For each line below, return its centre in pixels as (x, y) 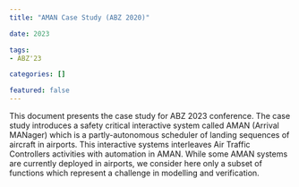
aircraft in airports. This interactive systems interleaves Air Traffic (130, 144)
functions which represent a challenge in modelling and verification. (134, 173)
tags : (19, 50)
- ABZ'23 (26, 58)
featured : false (39, 90)
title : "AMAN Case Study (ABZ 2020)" (80, 17)
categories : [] (38, 74)
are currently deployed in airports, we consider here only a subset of (136, 163)
